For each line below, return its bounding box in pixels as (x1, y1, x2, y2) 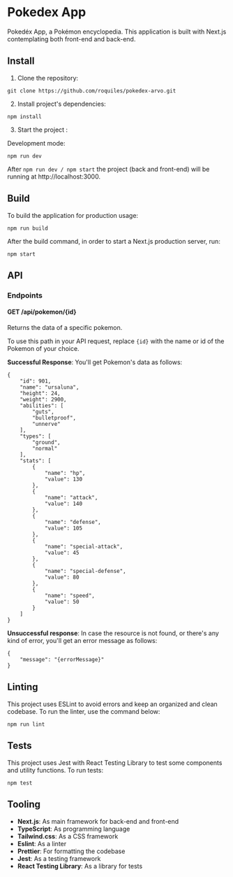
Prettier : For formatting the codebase (17, 847, 126, 855)
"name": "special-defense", (44, 568, 127, 575)
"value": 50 (44, 598, 80, 606)
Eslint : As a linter (17, 839, 67, 848)
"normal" (32, 446, 58, 453)
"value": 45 (44, 549, 80, 557)
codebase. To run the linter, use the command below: (7, 707, 160, 715)
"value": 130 (44, 476, 82, 483)
